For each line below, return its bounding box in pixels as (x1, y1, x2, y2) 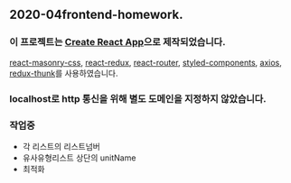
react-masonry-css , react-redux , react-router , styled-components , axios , (9, 57, 283, 68)
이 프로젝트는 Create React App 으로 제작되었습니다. (9, 36, 226, 49)
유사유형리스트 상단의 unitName (22, 152, 136, 163)
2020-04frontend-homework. (9, 7, 183, 23)
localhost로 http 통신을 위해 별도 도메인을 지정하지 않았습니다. (9, 92, 267, 105)
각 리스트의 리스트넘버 (22, 141, 101, 151)
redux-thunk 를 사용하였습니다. (9, 68, 118, 78)
